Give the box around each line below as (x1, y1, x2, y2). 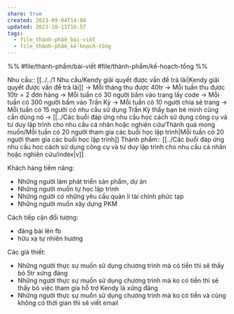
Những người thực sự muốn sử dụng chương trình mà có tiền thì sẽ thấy (17, 261, 225, 270)
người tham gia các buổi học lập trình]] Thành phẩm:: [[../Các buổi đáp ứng (7, 135, 225, 144)
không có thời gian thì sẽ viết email (17, 299, 119, 307)
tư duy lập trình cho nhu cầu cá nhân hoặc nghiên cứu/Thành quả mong (7, 121, 216, 128)
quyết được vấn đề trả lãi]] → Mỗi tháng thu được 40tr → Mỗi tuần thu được (7, 83, 226, 91)
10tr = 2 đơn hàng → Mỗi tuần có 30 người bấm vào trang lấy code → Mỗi (7, 90, 220, 99)
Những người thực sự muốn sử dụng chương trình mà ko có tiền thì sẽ (17, 276, 219, 285)
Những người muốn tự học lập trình (17, 185, 119, 193)
